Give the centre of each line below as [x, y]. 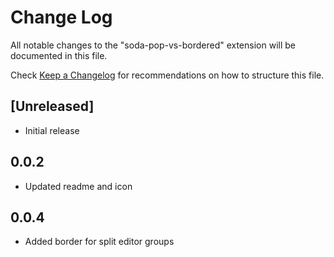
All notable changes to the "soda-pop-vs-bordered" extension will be [153, 45]
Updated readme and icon [78, 186]
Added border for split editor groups [99, 242]
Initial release [52, 130]
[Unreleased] [52, 106]
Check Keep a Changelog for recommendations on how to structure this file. [167, 75]
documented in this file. [59, 55]
